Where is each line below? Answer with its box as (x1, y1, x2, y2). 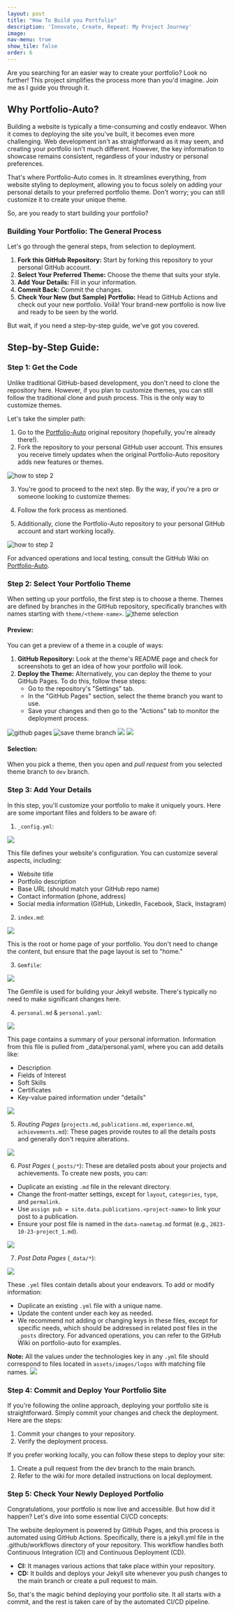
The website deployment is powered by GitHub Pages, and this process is (7, 1526, 220, 1535)
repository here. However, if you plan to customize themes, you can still (7, 386, 214, 394)
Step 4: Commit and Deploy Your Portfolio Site (7, 1385, 167, 1395)
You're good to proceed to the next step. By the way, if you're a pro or (17, 484, 219, 493)
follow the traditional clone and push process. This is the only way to (7, 393, 205, 402)
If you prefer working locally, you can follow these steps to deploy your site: (7, 1450, 226, 1459)
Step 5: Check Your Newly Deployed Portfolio (7, 1488, 164, 1498)
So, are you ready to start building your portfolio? (7, 209, 149, 217)
